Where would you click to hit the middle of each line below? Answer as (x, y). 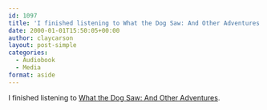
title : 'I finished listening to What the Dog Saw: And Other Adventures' (136, 23)
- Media (28, 68)
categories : (28, 53)
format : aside (32, 75)
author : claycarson (41, 38)
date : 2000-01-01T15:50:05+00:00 (64, 30)
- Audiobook (36, 61)
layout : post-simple (43, 45)
